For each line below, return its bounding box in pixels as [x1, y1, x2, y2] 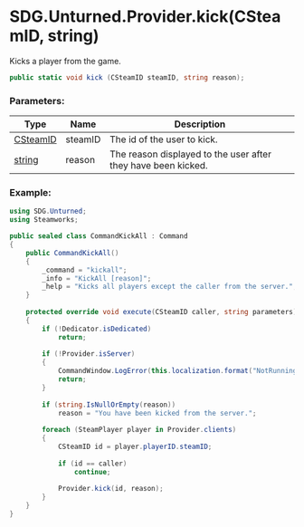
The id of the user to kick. [109, 133, 219, 146]
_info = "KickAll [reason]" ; [42, 273, 152, 283]
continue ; [73, 467, 111, 476]
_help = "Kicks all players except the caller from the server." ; [42, 283, 298, 292]
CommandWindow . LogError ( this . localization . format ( [57, 367, 253, 376]
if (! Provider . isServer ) [42, 350, 136, 359]
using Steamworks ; [9, 216, 79, 225]
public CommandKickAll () [25, 248, 119, 257]
